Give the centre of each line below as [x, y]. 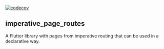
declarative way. [23, 41]
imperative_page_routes [45, 23]
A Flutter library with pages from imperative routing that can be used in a [82, 36]
